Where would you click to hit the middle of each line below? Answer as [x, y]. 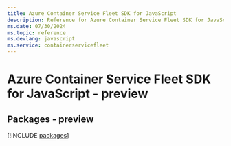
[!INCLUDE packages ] [38, 135]
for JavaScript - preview [78, 94]
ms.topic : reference [37, 33]
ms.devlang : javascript [41, 39]
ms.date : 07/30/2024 [37, 26]
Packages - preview [51, 119]
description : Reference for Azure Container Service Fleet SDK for [106, 20]
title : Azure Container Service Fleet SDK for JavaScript [92, 13]
